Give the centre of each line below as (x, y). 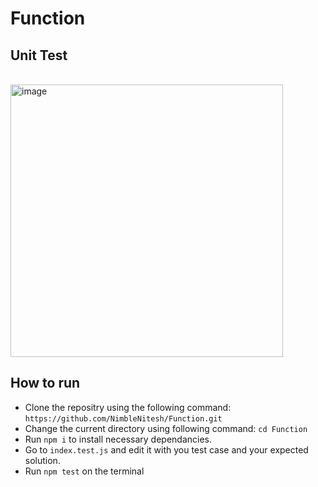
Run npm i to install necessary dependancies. (118, 439)
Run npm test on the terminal (84, 471)
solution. (42, 460)
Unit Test (39, 55)
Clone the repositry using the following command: (128, 407)
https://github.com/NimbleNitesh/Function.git (123, 418)
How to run (45, 383)
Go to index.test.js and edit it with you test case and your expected (166, 449)
